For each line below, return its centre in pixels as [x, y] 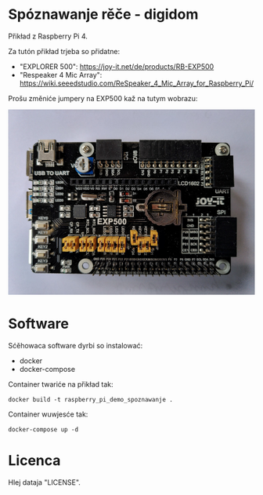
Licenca [34, 461]
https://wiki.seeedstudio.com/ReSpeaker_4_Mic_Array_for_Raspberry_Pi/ [137, 83]
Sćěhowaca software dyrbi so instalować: [76, 345]
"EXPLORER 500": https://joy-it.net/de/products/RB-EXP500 [117, 66]
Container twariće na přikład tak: [61, 384]
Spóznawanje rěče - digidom [103, 15]
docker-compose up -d [43, 429]
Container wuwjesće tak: [48, 414]
